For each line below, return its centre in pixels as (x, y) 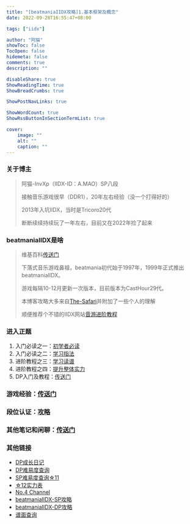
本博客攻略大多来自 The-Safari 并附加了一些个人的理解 (88, 301)
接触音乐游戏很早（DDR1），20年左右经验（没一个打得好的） (97, 196)
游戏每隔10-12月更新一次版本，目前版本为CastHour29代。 (94, 288)
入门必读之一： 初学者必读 (47, 346)
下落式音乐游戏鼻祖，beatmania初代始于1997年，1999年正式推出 (103, 268)
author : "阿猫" (25, 40)
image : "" (30, 135)
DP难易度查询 (32, 470)
